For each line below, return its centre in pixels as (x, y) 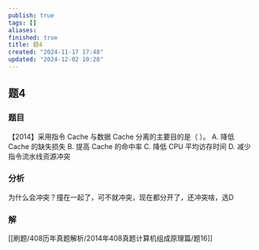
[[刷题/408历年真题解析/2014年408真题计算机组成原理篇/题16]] (111, 238)
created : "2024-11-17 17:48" (56, 52)
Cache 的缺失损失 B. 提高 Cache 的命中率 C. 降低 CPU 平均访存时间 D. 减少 (129, 146)
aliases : (22, 30)
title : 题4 (26, 45)
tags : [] (22, 23)
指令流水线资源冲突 (39, 156)
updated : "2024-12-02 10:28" (56, 60)
